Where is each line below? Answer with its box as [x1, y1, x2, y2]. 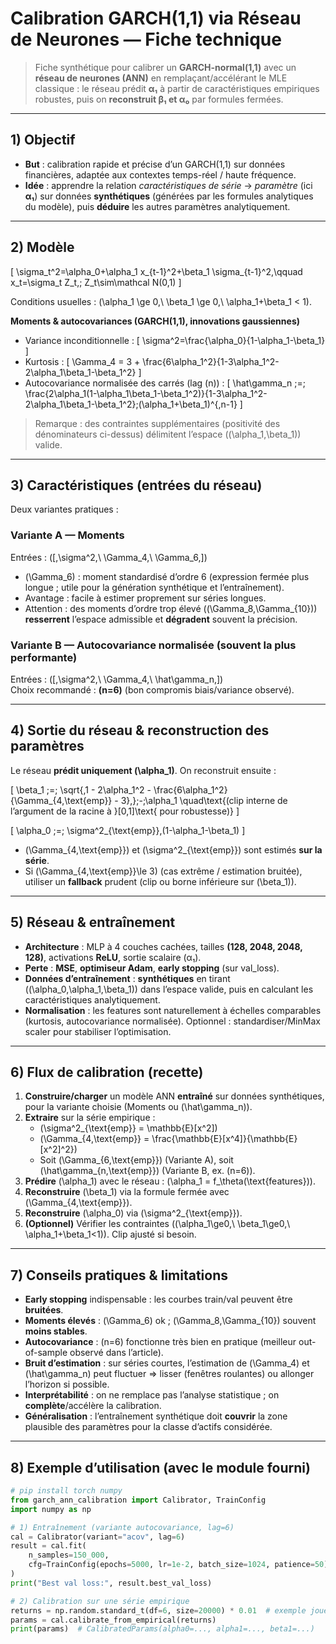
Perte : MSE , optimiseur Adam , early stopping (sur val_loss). [24, 962, 280, 974]
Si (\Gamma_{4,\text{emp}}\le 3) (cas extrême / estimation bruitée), [24, 865, 303, 877]
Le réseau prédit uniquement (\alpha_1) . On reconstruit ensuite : [10, 764, 277, 776]
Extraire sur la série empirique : [24, 1112, 156, 1124]
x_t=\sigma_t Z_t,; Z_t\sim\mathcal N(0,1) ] [10, 276, 182, 288]
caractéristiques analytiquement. [24, 993, 161, 1006]
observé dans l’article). [69, 1347, 164, 1359]
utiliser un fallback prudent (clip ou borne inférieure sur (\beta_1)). [24, 875, 297, 887]
